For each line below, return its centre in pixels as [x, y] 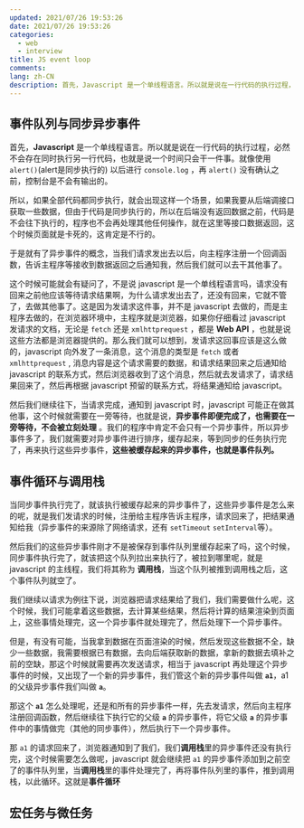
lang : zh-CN [32, 77]
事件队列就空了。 [49, 580]
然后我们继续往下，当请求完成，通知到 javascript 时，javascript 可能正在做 [148, 405]
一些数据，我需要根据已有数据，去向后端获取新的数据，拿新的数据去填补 [152, 653]
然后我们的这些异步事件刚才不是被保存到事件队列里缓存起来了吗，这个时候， [152, 547]
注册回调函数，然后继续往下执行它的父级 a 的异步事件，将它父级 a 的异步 [145, 717]
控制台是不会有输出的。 [69, 181]
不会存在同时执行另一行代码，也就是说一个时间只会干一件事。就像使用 [140, 158]
